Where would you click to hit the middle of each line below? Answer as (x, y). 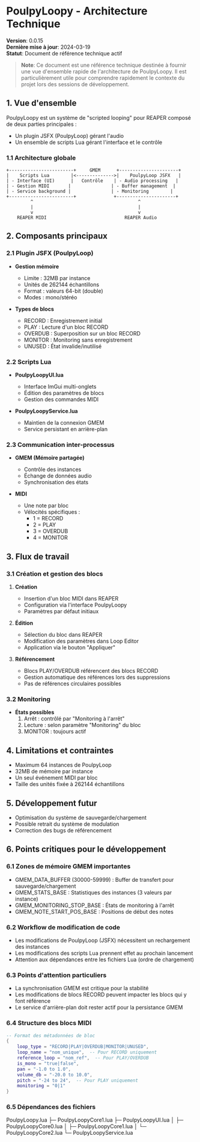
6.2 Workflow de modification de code (63, 927)
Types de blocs (34, 309)
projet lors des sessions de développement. (75, 84)
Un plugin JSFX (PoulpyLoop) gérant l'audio (69, 136)
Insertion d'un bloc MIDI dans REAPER (71, 599)
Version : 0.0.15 (25, 40)
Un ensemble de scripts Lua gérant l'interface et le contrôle (89, 142)
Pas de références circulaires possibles (73, 684)
